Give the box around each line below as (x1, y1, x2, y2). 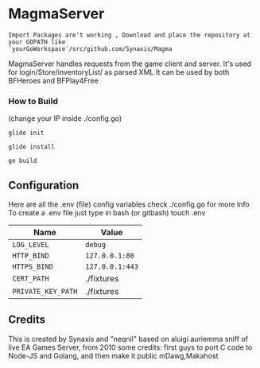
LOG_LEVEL (12, 240, 49, 250)
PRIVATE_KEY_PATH (12, 287, 78, 296)
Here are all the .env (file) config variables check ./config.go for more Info (8, 199, 250, 209)
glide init (8, 129, 45, 138)
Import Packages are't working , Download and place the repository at (8, 31, 250, 39)
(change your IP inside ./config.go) (8, 114, 122, 123)
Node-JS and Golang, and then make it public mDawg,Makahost (8, 351, 219, 360)
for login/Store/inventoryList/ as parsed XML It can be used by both (8, 67, 230, 76)
